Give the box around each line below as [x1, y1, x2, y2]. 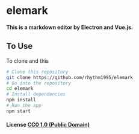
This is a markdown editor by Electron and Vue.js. [6, 24, 134, 31]
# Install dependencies [6, 91, 66, 97]
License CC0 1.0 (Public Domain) [6, 121, 90, 129]
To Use [6, 41, 33, 51]
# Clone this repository [6, 69, 69, 75]
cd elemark [6, 86, 34, 92]
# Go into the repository [6, 80, 71, 86]
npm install [6, 97, 36, 103]
